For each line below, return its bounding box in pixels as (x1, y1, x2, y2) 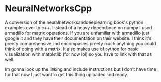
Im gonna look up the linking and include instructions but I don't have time (5, 66, 156, 72)
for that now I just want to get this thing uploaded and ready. (5, 71, 129, 77)
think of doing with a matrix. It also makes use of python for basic (5, 46, 139, 52)
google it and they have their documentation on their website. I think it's (5, 35, 152, 41)
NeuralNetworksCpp (5, 3, 92, 14)
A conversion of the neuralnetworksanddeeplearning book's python (5, 19, 144, 25)
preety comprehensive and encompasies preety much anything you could (5, 40, 156, 46)
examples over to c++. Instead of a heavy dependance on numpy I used (5, 24, 152, 30)
